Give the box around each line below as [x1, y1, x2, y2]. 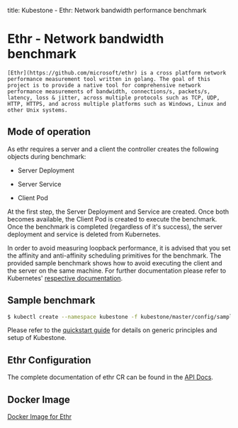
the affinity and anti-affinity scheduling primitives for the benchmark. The [7, 251, 222, 260]
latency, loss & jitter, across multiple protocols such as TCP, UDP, [7, 94, 220, 101]
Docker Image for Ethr [7, 412, 72, 421]
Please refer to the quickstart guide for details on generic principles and [7, 326, 217, 334]
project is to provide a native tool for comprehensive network [7, 82, 201, 89]
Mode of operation [7, 126, 91, 138]
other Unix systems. [7, 106, 69, 114]
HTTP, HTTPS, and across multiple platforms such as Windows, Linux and [7, 100, 227, 107]
